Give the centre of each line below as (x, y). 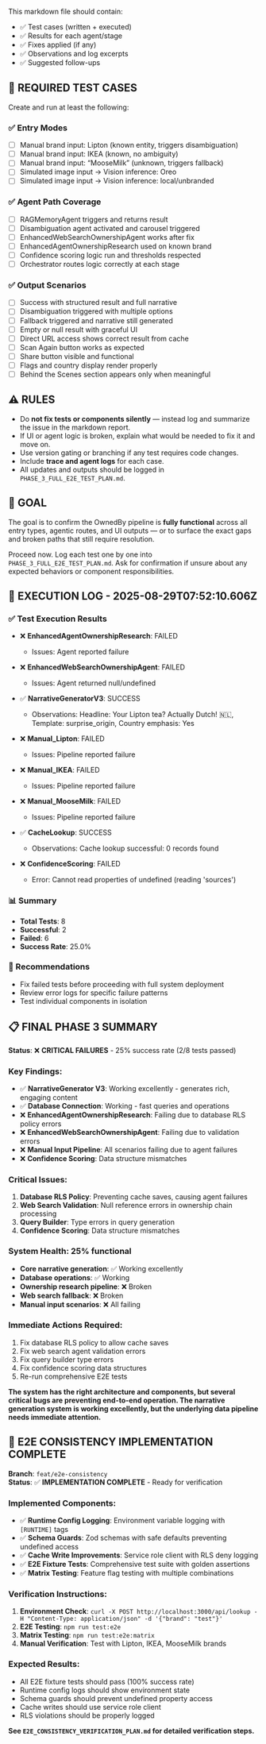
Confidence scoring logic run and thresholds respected (110, 255)
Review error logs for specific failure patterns (94, 993)
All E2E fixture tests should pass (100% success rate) (107, 1681)
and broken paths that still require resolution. (81, 538)
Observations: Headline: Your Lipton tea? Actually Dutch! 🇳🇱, (133, 715)
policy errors (40, 1124)
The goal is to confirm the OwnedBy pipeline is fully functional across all (128, 522)
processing (38, 1213)
